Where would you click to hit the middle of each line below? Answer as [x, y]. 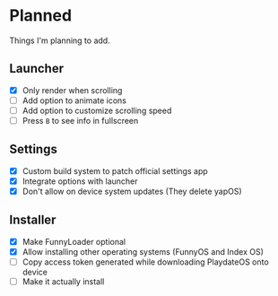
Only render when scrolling [72, 90]
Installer [33, 220]
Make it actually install [63, 282]
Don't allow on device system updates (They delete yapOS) [132, 191]
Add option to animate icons [74, 100]
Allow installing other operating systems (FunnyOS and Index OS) [143, 251]
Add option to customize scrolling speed [97, 110]
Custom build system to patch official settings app [115, 170]
